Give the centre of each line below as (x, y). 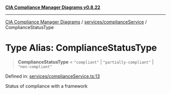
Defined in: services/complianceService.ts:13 (53, 76)
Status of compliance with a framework (47, 86)
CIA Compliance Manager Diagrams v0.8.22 (53, 7)
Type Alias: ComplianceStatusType (81, 48)
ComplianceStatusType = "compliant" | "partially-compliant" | (85, 62)
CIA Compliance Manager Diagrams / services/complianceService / (76, 22)
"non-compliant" (35, 67)
